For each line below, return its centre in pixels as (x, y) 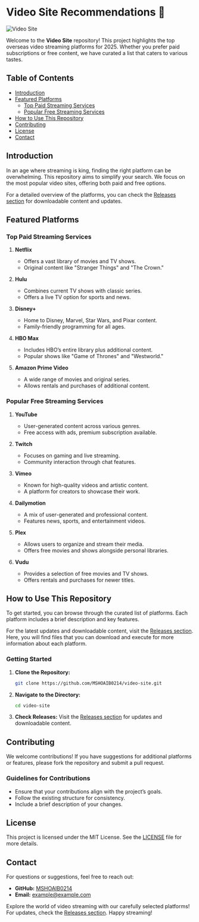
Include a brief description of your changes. (69, 804)
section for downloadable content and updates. (64, 201)
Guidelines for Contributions (48, 778)
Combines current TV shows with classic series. (83, 291)
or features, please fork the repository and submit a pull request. (85, 763)
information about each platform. (47, 644)
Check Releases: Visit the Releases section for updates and (88, 717)
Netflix (23, 250)
